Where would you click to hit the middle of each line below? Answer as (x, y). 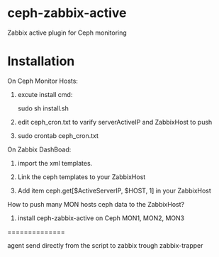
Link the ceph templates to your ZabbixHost (82, 177)
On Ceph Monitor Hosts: (43, 81)
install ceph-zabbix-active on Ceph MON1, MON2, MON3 (101, 218)
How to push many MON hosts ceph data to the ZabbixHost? (96, 204)
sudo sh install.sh (43, 108)
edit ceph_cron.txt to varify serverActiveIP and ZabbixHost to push (115, 122)
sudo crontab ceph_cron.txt (58, 135)
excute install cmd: (45, 94)
